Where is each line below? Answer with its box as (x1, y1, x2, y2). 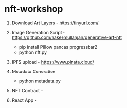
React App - (11, 97, 37, 103)
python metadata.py (19, 78, 61, 84)
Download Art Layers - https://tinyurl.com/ (11, 20, 99, 26)
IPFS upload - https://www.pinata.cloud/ (11, 59, 95, 65)
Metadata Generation (11, 68, 56, 74)
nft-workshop (4, 3, 63, 15)
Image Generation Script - (11, 29, 65, 35)
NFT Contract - (11, 87, 43, 93)
